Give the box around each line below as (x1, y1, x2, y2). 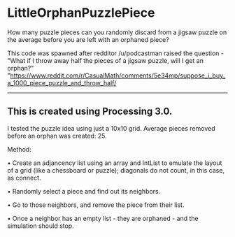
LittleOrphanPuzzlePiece (7, 5, 155, 21)
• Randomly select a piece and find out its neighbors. (7, 187, 161, 195)
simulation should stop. (7, 222, 75, 230)
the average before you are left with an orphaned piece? (7, 35, 169, 43)
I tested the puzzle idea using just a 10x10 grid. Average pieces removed (7, 124, 215, 132)
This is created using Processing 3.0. (7, 106, 173, 117)
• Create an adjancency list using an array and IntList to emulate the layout (7, 159, 222, 167)
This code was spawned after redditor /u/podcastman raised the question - (7, 49, 224, 57)
